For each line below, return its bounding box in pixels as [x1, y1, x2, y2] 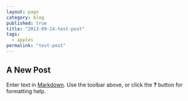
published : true [6, 20, 47, 26]
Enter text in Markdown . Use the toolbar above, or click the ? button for [6, 81, 183, 88]
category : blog [6, 15, 45, 21]
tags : [6, 31, 20, 37]
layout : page [6, 8, 39, 15]
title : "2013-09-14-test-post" [6, 25, 85, 32]
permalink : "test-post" [6, 43, 66, 49]
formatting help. [6, 87, 46, 94]
